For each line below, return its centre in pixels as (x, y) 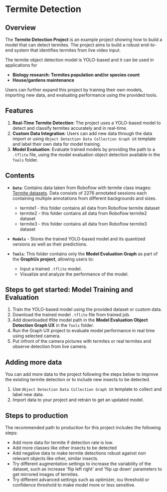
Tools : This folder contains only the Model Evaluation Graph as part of (85, 253)
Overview (21, 28)
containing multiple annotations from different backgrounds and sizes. (84, 198)
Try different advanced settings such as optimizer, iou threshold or (81, 480)
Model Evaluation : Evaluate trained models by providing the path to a (84, 149)
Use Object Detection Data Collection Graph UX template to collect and (87, 389)
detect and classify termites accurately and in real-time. (70, 128)
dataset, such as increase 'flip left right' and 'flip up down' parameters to (87, 469)
